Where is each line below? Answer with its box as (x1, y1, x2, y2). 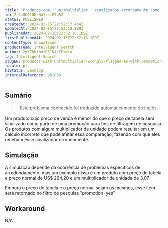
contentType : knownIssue (5, 40, 57, 45)
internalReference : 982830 (5, 73, 61, 78)
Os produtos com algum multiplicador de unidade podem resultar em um (5, 126, 155, 132)
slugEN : (5, 59, 21, 64)
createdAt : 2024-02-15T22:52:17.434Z (5, 21, 84, 27)
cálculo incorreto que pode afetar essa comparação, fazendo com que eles (5, 131, 160, 137)
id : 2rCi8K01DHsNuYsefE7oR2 (5, 12, 64, 17)
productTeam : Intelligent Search (5, 45, 75, 50)
